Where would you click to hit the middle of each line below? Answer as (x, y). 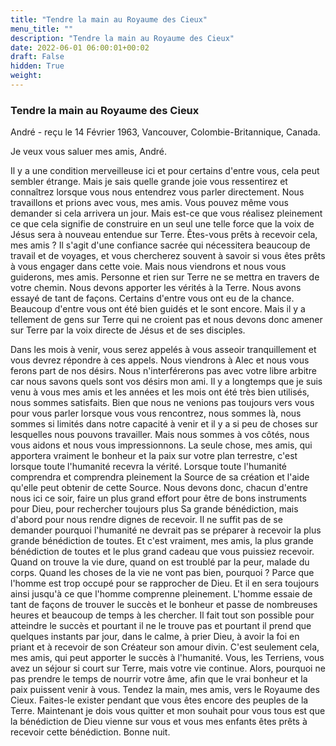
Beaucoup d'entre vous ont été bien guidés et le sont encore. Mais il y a (158, 309)
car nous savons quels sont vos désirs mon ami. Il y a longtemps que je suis (166, 382)
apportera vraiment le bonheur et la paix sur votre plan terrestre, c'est (154, 456)
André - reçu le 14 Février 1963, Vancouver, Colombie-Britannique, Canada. (165, 132)
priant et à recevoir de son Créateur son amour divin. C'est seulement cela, (165, 647)
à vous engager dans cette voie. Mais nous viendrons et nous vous (148, 267)
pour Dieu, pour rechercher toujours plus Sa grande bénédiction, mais (154, 509)
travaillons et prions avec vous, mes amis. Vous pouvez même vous (149, 203)
